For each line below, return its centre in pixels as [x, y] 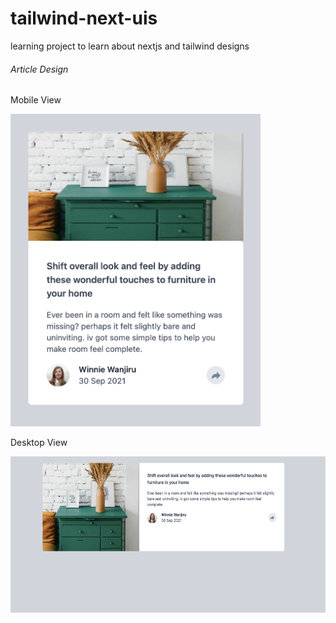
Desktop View [39, 443]
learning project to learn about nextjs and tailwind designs [130, 46]
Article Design [39, 69]
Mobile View [36, 100]
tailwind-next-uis [84, 18]
